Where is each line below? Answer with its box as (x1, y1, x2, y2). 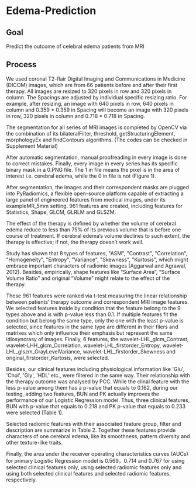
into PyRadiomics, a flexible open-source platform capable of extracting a (6, 190, 184, 197)
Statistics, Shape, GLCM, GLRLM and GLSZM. (6, 209, 116, 216)
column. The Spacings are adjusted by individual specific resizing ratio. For (6, 93, 187, 100)
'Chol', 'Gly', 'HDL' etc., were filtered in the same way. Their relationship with (6, 372, 190, 379)
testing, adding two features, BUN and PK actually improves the (6, 390, 160, 397)
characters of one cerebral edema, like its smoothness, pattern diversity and (6, 432, 190, 439)
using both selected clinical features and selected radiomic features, (6, 470, 171, 477)
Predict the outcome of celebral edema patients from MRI (6, 43, 145, 50)
